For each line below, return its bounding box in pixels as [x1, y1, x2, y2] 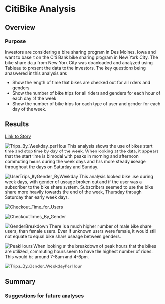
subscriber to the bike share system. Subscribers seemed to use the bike [5, 184, 154, 190]
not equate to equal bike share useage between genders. [5, 233, 121, 239]
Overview [5, 23, 36, 32]
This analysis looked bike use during [79, 173, 154, 179]
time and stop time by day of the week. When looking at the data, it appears [5, 148, 159, 154]
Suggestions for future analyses [5, 292, 84, 299]
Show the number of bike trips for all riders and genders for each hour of [12, 90, 161, 96]
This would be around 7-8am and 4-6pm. [5, 253, 89, 260]
